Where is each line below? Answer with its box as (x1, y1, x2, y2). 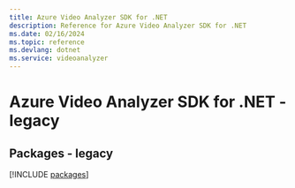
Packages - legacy (9, 146, 113, 161)
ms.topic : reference (9, 37, 86, 47)
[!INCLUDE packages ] (9, 169, 89, 179)
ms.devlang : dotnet (9, 46, 81, 55)
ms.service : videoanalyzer (9, 54, 109, 63)
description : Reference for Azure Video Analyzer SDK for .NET (9, 21, 247, 30)
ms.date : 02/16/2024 (9, 29, 86, 38)
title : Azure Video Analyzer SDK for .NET (9, 12, 168, 22)
